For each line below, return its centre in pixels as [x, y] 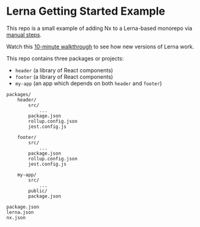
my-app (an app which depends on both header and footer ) [88, 83]
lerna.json [20, 212]
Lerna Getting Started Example [86, 11]
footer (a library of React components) [64, 76]
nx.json [16, 218]
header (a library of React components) [64, 70]
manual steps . [24, 34]
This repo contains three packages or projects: [65, 58]
